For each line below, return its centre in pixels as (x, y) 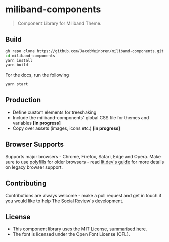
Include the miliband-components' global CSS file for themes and (81, 117)
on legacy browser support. (34, 167)
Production (23, 100)
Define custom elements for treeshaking (54, 112)
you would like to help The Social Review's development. (65, 201)
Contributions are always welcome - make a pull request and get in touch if (83, 195)
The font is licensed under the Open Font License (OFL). (71, 234)
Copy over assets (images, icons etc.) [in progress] (66, 128)
